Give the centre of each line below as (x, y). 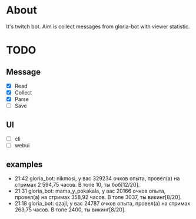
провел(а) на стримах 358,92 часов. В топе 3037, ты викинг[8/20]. (98, 197)
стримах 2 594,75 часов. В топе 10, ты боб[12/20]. (77, 184)
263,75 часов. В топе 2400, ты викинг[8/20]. (70, 210)
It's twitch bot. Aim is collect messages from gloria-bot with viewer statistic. (98, 26)
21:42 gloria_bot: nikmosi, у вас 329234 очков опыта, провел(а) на (97, 178)
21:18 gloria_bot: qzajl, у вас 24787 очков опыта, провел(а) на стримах (102, 203)
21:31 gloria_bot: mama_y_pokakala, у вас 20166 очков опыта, (90, 191)
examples (24, 164)
